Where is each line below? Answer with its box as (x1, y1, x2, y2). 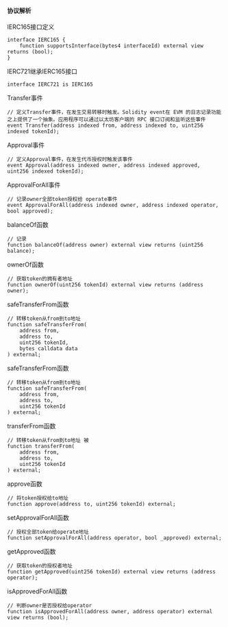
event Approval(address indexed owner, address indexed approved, (7, 162, 201, 169)
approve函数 (7, 480, 42, 488)
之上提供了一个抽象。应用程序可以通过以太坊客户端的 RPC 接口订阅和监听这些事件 (7, 116, 206, 123)
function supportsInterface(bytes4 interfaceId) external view (19, 42, 204, 49)
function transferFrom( (7, 443, 75, 450)
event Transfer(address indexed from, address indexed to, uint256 (7, 122, 204, 130)
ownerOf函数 (7, 260, 45, 269)
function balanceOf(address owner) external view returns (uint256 (7, 242, 204, 249)
